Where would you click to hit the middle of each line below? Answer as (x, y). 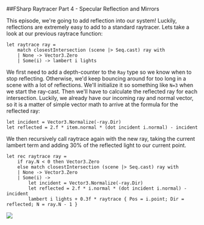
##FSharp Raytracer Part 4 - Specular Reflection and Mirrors (83, 9)
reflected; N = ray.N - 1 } (42, 204)
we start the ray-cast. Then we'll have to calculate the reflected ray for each (102, 91)
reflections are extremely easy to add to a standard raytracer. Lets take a (98, 27)
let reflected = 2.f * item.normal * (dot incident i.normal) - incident (102, 127)
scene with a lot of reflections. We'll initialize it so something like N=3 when (100, 85)
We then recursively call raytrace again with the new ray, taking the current (101, 139)
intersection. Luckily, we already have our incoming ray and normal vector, (100, 98)
